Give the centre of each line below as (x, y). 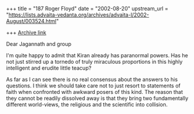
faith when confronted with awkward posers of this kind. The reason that (95, 92)
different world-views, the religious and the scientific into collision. (87, 105)
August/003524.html (31, 21)
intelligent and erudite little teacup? (49, 68)
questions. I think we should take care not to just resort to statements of (93, 86)
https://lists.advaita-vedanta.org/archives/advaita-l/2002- (79, 15)
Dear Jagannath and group (39, 44)
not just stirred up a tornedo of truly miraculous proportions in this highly (94, 62)
